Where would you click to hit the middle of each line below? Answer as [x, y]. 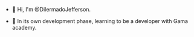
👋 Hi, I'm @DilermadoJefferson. [51, 9]
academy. [24, 28]
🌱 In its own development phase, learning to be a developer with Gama [100, 21]
